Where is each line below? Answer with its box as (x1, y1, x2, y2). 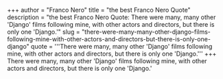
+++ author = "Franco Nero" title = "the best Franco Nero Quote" (7, 6, 191, 14)
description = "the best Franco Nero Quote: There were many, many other (7, 13, 216, 21)
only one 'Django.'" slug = (7, 27, 80, 36)
